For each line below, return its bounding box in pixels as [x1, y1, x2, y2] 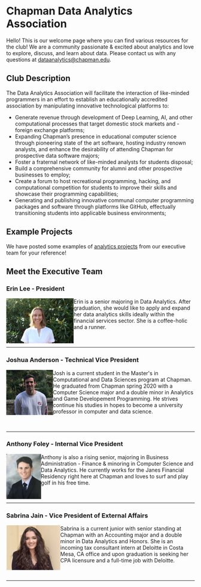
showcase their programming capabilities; [14, 190, 118, 197]
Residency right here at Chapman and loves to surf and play [41, 472, 188, 480]
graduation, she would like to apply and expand [74, 304, 190, 312]
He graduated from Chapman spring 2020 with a [53, 382, 173, 390]
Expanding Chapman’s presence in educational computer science [14, 133, 177, 140]
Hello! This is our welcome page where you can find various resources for [6, 37, 188, 44]
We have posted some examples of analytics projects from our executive [6, 242, 186, 250]
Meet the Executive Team [6, 266, 103, 277]
